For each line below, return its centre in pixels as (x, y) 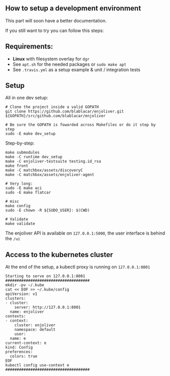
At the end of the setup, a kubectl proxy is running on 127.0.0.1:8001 (78, 267)
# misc (12, 201)
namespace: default (35, 330)
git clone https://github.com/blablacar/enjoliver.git (65, 111)
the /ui (13, 239)
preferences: (19, 352)
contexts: (16, 316)
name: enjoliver (27, 312)
